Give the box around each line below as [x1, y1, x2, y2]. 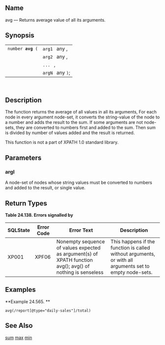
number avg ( [7, 46, 38, 51]
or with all [110, 257, 134, 263]
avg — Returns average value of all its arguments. [5, 17, 106, 23]
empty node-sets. [110, 269, 153, 276]
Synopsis [5, 31, 34, 40]
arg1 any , [42, 45, 68, 52]
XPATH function [56, 257, 93, 263]
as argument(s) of [56, 250, 98, 257]
